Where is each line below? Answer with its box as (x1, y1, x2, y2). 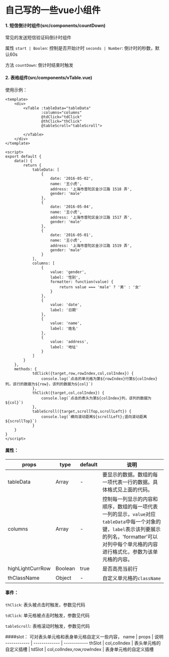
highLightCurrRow (8, 565, 51, 572)
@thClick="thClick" (41, 119, 82, 124)
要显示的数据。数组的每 (102, 471, 158, 478)
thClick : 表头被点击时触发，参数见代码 (5, 602, 86, 608)
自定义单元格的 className (102, 575, 161, 582)
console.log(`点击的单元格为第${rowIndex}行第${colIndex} (41, 376, 158, 381)
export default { (5, 154, 42, 159)
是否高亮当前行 (102, 565, 138, 572)
